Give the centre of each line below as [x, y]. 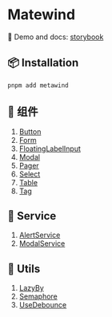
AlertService [40, 235]
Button [30, 131]
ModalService [42, 244]
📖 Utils [24, 269]
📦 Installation [43, 63]
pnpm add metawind [38, 85]
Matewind [42, 15]
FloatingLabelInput [50, 149]
